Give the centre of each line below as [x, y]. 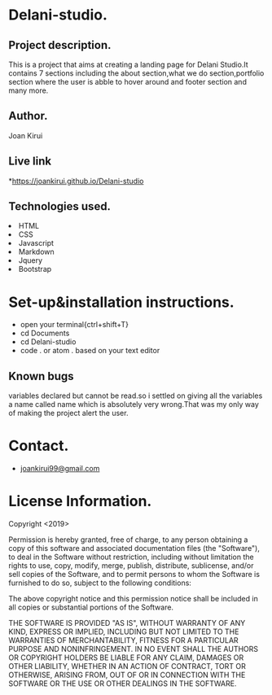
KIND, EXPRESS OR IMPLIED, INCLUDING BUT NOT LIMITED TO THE [124, 632]
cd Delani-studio [48, 342]
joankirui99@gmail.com [60, 469]
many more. [29, 90]
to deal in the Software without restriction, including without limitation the [131, 557]
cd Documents [45, 333]
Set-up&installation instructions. [121, 302]
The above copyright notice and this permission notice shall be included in [133, 599]
